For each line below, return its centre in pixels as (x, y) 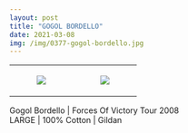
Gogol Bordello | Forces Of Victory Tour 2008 (94, 110)
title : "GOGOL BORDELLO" (56, 26)
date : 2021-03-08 (42, 34)
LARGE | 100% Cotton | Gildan (66, 120)
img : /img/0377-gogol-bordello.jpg (77, 43)
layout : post (34, 18)
